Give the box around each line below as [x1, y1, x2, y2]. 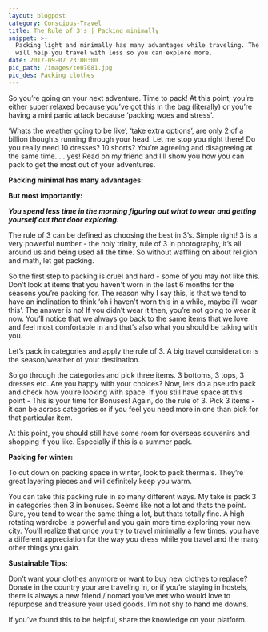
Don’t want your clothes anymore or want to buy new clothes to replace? [8, 574, 248, 583]
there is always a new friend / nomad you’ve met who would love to [8, 590, 230, 600]
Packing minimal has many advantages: [8, 175, 144, 185]
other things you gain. [8, 542, 81, 552]
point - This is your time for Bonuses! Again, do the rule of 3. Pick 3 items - [8, 395, 255, 405]
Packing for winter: [8, 452, 74, 462]
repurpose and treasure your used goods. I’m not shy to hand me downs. [8, 599, 250, 609]
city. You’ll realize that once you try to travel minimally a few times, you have [8, 526, 260, 535]
